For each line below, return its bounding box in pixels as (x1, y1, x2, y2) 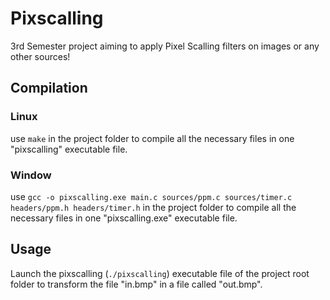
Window (10, 168, 52, 182)
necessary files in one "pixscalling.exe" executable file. (10, 212, 238, 224)
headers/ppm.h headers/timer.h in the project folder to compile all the (10, 201, 297, 213)
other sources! (10, 50, 71, 62)
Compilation (10, 80, 88, 97)
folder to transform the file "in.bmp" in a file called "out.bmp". (10, 278, 263, 290)
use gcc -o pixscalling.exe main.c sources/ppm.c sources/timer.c (10, 190, 293, 202)
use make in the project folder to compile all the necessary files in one (10, 132, 295, 144)
